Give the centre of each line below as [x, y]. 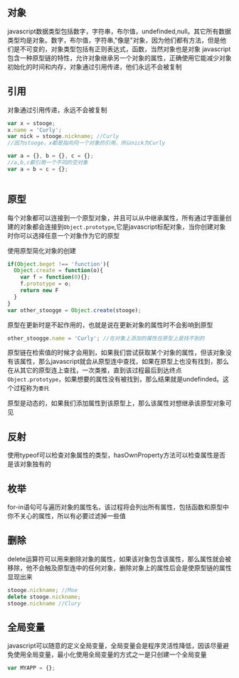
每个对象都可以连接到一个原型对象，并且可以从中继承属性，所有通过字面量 [116, 217]
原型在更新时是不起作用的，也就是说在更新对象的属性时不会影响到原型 [110, 325]
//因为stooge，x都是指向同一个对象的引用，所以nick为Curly [86, 143]
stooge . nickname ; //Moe [43, 590]
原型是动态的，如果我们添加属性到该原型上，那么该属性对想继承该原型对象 [116, 403]
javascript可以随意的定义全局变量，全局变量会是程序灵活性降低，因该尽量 [115, 646]
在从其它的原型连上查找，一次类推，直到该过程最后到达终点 [95, 370]
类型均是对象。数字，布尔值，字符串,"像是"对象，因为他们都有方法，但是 [114, 40]
